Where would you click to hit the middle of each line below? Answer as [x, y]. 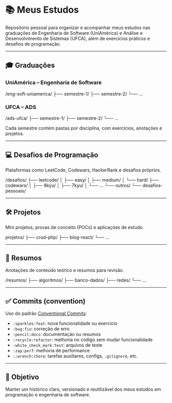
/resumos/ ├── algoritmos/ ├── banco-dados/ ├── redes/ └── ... [76, 280]
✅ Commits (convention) [46, 301]
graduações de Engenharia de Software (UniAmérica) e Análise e [74, 33]
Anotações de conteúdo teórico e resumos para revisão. [65, 270]
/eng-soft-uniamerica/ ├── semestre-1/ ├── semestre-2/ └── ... [74, 94]
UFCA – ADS [21, 107]
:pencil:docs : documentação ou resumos [57, 334]
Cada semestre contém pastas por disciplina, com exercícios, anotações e [84, 128]
